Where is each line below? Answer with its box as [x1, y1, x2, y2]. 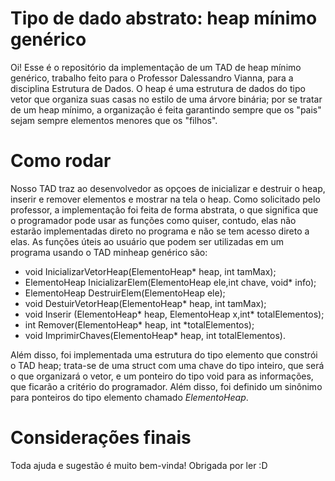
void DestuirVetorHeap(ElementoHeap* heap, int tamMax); [24, 297, 267, 309]
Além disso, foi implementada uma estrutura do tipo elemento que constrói [10, 348, 318, 361]
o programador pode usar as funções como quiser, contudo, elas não [10, 214, 297, 226]
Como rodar [10, 150, 112, 172]
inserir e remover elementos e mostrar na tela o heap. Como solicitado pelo [10, 193, 321, 205]
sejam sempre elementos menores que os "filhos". [10, 114, 218, 126]
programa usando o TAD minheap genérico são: [10, 246, 208, 258]
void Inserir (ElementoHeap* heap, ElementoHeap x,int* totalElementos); [24, 308, 325, 320]
